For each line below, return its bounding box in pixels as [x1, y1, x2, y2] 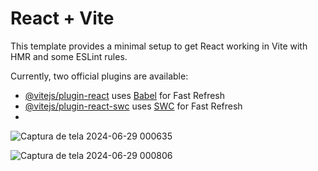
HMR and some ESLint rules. [10, 50, 128, 62]
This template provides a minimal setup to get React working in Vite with [10, 40, 308, 52]
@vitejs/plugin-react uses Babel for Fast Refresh [24, 89, 226, 101]
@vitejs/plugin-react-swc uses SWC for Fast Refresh [24, 100, 243, 112]
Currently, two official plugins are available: [10, 70, 189, 82]
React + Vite [10, 7, 115, 30]
